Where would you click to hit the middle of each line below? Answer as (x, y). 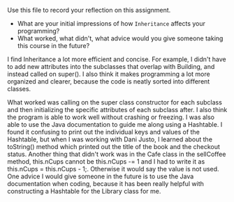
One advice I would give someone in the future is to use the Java (101, 176)
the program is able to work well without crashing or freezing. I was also (111, 117)
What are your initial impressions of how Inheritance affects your (111, 23)
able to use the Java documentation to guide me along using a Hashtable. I (115, 124)
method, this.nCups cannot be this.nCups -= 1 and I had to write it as (106, 162)
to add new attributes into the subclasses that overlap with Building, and (111, 67)
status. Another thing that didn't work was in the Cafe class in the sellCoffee (117, 154)
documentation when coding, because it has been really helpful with (106, 184)
